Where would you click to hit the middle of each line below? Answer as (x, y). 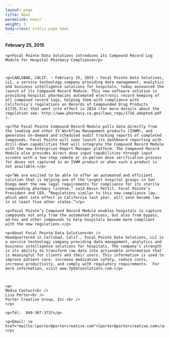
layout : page (19, 10)
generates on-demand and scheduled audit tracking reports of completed (83, 136)
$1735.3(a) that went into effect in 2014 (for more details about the (82, 109)
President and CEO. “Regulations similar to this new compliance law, (81, 193)
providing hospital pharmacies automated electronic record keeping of (82, 96)
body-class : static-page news (37, 29)
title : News (18, 15)
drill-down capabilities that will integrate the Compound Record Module (85, 144)
